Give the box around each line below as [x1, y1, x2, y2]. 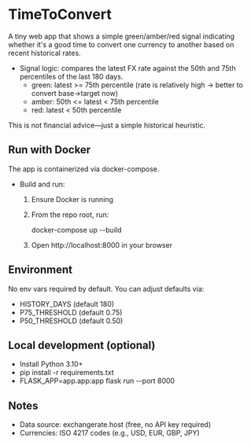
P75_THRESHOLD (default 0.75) [19, 307, 123, 317]
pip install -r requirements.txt [19, 368, 114, 377]
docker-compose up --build [31, 225, 122, 234]
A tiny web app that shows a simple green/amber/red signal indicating [8, 31, 234, 41]
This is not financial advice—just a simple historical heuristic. [8, 120, 206, 130]
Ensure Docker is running [31, 194, 114, 204]
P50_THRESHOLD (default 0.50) [19, 316, 124, 325]
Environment [8, 263, 73, 277]
